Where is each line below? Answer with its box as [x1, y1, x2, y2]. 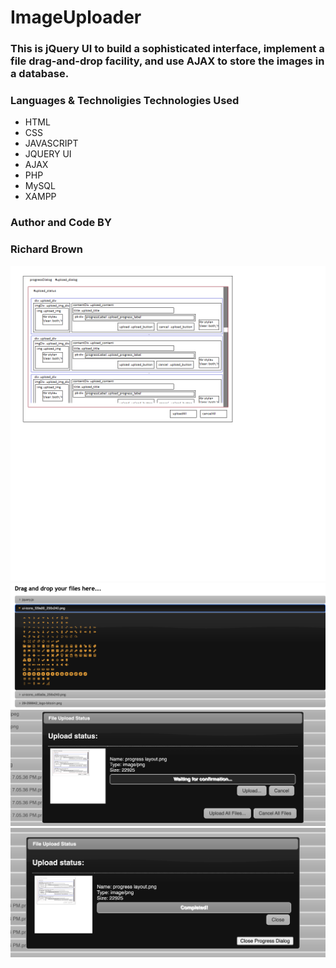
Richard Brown [10, 242, 83, 256]
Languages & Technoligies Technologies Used [10, 94, 240, 108]
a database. [10, 67, 70, 81]
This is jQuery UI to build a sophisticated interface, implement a [10, 42, 325, 56]
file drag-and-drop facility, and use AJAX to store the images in [10, 54, 325, 68]
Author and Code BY [10, 216, 112, 230]
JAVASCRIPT [24, 137, 79, 150]
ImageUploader [10, 6, 142, 29]
